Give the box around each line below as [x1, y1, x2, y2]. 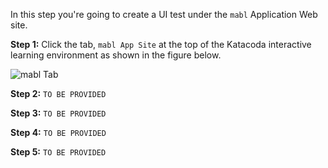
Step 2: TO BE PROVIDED [10, 88, 107, 99]
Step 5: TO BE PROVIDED [10, 146, 107, 158]
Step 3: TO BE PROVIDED [10, 107, 107, 119]
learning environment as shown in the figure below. [10, 49, 222, 61]
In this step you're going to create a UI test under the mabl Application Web [10, 9, 318, 20]
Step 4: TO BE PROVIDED [10, 127, 107, 138]
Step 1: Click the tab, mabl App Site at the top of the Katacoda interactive [10, 39, 312, 50]
